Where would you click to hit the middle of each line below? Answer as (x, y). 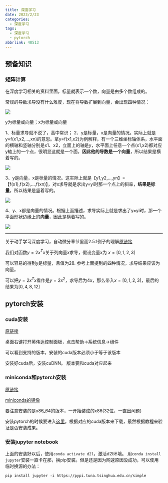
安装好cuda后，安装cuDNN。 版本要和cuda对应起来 (58, 363)
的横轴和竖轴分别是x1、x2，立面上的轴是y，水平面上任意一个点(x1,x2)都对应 (84, 145)
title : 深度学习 (20, 10)
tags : (11, 29)
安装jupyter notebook (32, 442)
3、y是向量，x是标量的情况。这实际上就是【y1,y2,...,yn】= (65, 178)
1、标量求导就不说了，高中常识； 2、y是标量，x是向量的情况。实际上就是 (80, 133)
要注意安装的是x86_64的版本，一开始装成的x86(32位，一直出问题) (73, 411)
